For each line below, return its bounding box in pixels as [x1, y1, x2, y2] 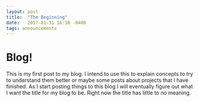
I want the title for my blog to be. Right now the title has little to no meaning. [6, 90, 191, 97]
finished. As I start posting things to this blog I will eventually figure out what [6, 83, 193, 90]
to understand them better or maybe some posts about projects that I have [6, 76, 189, 84]
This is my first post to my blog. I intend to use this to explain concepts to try [6, 71, 194, 78]
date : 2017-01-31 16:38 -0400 [6, 20, 86, 26]
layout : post [6, 8, 39, 15]
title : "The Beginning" [6, 14, 68, 20]
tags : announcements [6, 25, 58, 31]
